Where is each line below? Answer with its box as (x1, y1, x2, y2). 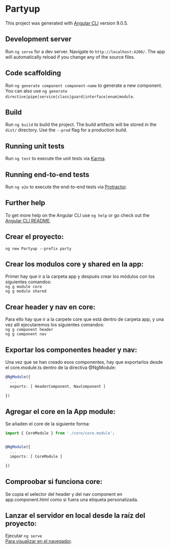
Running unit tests (5, 142, 65, 150)
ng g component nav (5, 332, 47, 337)
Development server (5, 35, 72, 43)
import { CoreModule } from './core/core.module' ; (5, 431, 115, 436)
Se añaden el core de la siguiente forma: (5, 421, 90, 427)
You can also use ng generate (5, 87, 68, 94)
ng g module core (5, 284, 42, 290)
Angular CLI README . (5, 217, 51, 224)
